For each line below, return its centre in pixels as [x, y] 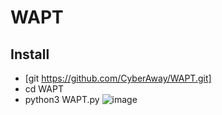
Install [30, 54]
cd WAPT [44, 89]
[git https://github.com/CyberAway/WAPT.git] [118, 78]
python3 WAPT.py [62, 99]
